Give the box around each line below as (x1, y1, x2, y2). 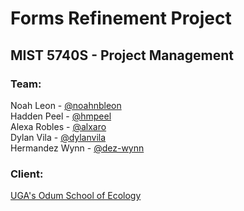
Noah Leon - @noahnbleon (10, 99, 122, 111)
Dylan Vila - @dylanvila (10, 131, 107, 143)
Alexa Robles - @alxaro (10, 120, 107, 132)
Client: (10, 167, 44, 181)
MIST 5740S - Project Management (10, 47, 234, 64)
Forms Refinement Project (10, 7, 232, 30)
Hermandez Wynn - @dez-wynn (10, 142, 145, 154)
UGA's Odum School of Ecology (10, 190, 142, 202)
